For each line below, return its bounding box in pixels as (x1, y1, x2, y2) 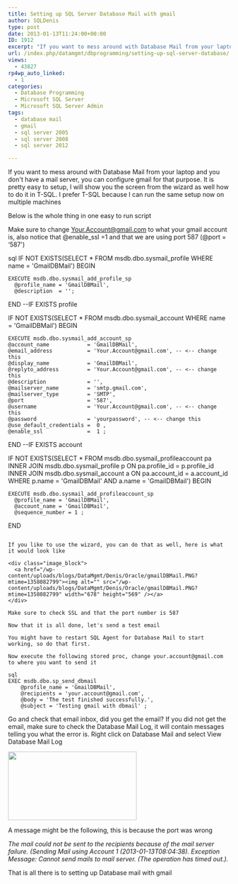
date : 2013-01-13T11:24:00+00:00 (8, 30, 107, 38)
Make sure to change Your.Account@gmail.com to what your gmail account (8, 225, 228, 234)
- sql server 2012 (14, 142, 69, 149)
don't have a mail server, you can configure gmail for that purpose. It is (8, 175, 215, 184)
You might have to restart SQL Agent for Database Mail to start (8, 635, 204, 642)
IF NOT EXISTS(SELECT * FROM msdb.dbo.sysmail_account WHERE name (8, 314, 226, 322)
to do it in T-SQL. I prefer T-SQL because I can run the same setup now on (8, 191, 225, 199)
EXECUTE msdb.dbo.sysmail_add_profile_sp (8, 276, 132, 283)
